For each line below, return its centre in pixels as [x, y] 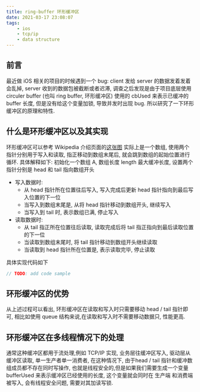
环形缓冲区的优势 [38, 294]
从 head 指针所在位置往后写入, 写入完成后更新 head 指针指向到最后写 [109, 190]
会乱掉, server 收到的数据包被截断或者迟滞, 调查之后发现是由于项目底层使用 [99, 88]
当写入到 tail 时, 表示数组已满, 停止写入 [71, 212]
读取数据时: [29, 220]
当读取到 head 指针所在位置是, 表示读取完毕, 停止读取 [89, 250]
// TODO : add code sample [38, 274]
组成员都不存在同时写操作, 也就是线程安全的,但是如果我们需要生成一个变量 [98, 368]
